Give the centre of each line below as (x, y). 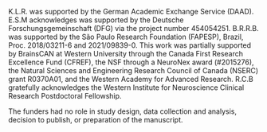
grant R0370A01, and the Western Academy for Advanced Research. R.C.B (131, 79)
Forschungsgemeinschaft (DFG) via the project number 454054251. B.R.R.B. (133, 28)
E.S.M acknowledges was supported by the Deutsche (96, 20)
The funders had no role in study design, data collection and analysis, (123, 111)
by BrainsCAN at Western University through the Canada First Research (126, 54)
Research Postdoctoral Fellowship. (65, 96)
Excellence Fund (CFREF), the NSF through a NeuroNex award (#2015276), (131, 62)
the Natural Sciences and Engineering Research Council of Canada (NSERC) (133, 70)
